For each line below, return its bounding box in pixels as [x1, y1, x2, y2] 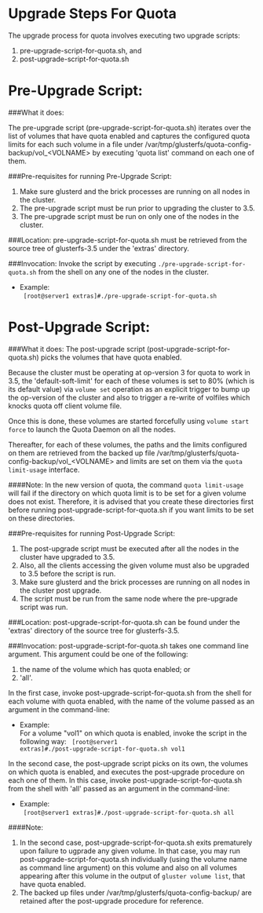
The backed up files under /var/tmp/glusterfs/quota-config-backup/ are [19, 888, 253, 897]
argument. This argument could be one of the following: [8, 649, 188, 659]
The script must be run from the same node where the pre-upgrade [19, 593, 238, 603]
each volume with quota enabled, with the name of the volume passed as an [8, 696, 255, 706]
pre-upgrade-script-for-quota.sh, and [19, 46, 142, 55]
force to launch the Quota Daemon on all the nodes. [8, 425, 177, 434]
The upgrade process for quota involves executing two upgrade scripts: [8, 31, 241, 40]
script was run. [19, 602, 68, 612]
